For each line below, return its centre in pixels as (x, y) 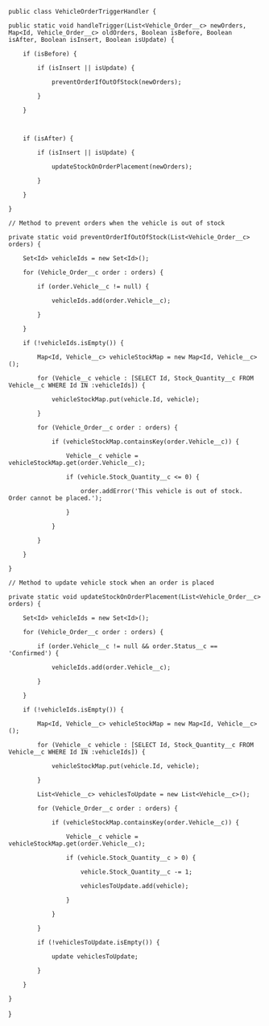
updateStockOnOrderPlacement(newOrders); (122, 167)
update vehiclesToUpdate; (95, 957)
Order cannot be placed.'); (56, 498)
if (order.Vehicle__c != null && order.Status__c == (128, 646)
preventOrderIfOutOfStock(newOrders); (116, 82)
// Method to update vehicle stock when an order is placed (112, 583)
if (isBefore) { (50, 54)
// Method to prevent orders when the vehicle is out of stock (117, 223)
